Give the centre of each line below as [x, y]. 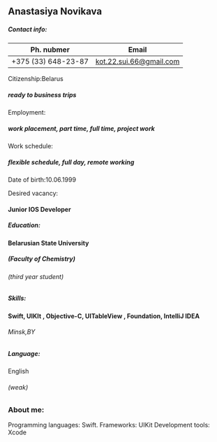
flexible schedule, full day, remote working [71, 162]
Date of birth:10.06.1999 [42, 180]
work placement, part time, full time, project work [82, 128]
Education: [24, 225]
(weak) [18, 387]
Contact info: [28, 29]
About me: [26, 410]
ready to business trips [42, 94]
